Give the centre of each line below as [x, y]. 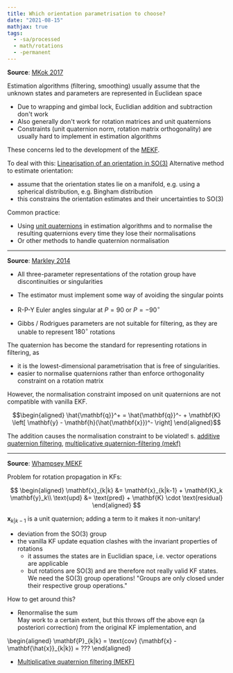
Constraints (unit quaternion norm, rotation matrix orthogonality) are [114, 129]
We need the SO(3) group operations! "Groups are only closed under [126, 578]
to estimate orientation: [40, 171]
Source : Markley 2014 [39, 260]
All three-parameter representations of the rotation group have [106, 274]
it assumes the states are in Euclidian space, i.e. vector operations [122, 556]
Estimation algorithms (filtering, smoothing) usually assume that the [104, 86]
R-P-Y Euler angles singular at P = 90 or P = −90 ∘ [89, 309]
